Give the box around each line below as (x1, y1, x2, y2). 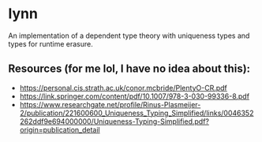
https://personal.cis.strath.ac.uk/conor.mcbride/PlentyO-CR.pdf (19, 83, 227, 92)
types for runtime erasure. (8, 39, 93, 48)
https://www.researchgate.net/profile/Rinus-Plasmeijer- (19, 99, 201, 109)
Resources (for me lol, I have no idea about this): (8, 62, 251, 76)
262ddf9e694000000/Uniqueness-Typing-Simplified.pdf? (19, 116, 209, 126)
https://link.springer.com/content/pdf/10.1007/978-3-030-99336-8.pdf (19, 92, 250, 101)
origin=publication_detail (19, 125, 100, 134)
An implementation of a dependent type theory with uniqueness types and (8, 31, 250, 40)
